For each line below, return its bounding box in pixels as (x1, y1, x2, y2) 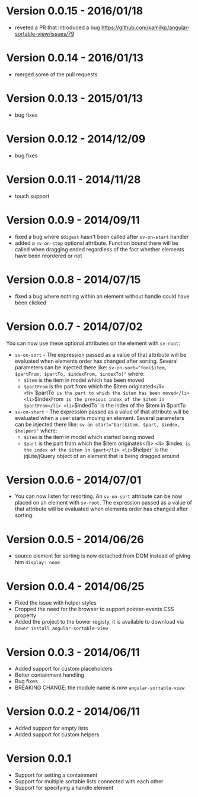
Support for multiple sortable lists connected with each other (14, 778, 164, 785)
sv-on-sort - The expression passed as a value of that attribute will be (14, 351, 187, 358)
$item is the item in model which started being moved (23, 433, 154, 440)
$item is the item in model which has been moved (23, 376, 145, 384)
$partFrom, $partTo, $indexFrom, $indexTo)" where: (14, 370, 145, 377)
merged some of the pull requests (14, 70, 98, 78)
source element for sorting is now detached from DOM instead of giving (14, 552, 191, 559)
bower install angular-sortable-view (14, 625, 108, 632)
